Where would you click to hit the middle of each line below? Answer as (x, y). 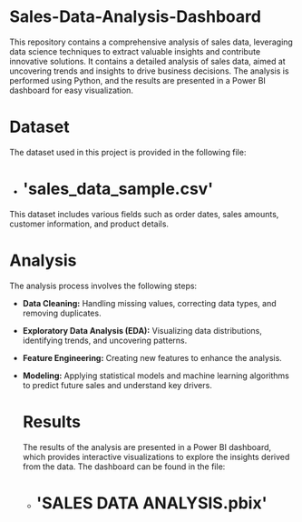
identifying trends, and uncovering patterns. (105, 340)
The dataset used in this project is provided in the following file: (128, 152)
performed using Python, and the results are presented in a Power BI (137, 80)
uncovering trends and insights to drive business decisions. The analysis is (149, 71)
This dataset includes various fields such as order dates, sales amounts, (144, 214)
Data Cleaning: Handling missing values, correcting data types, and (149, 303)
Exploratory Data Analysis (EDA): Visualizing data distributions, (142, 330)
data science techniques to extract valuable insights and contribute (135, 51)
